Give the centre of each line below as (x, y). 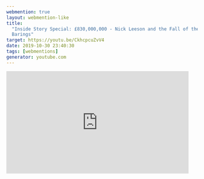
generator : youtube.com (36, 57)
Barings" (23, 35)
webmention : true (28, 12)
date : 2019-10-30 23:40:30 (40, 46)
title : (15, 23)
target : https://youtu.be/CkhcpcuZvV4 (55, 40)
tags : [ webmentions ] (32, 52)
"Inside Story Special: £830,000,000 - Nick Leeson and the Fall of (100, 29)
